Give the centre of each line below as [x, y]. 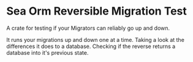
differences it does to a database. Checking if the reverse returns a [91, 46]
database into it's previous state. [47, 52]
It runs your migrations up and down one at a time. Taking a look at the [96, 40]
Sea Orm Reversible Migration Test [96, 11]
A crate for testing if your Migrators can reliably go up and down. [88, 28]
